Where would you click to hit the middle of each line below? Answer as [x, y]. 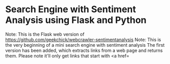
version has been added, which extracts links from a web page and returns [84, 50]
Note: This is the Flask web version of [45, 34]
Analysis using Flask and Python [76, 20]
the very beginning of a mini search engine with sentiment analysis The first [85, 45]
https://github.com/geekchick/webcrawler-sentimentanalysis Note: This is [83, 40]
